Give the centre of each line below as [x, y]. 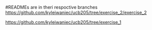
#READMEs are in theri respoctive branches [51, 7]
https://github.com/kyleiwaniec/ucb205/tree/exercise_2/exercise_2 [76, 12]
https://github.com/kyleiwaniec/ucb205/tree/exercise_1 [63, 22]
